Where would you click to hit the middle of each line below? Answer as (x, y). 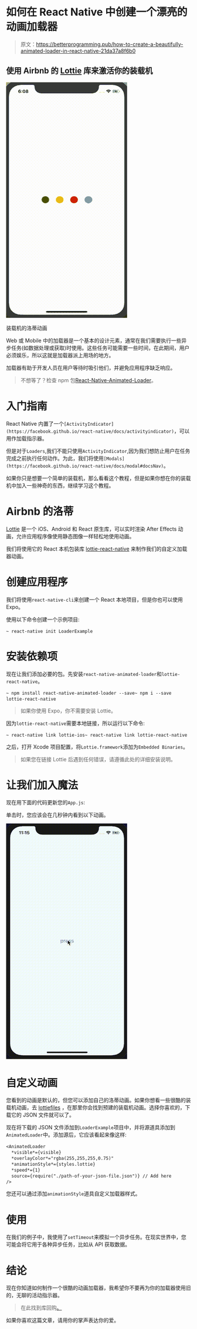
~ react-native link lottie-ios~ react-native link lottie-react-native (97, 735)
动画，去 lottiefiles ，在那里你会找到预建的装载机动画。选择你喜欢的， (101, 1108)
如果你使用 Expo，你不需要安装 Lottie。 (68, 711)
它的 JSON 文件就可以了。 (43, 1115)
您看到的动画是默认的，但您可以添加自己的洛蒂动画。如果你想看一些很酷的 (96, 1100)
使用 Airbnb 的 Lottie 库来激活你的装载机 (79, 71)
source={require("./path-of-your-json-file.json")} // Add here (91, 1176)
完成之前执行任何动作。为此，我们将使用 (55, 458)
